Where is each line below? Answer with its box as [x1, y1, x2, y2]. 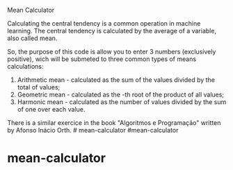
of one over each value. [17, 105, 86, 113]
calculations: [7, 62, 44, 70]
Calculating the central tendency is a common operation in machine [7, 19, 201, 27]
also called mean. [7, 34, 58, 42]
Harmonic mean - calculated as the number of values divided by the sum [17, 98, 227, 106]
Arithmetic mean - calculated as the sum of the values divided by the [17, 76, 216, 84]
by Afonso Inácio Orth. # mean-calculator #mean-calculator [7, 126, 179, 134]
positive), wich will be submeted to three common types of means [7, 55, 197, 63]
